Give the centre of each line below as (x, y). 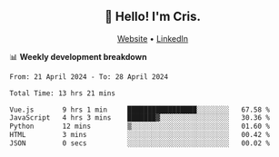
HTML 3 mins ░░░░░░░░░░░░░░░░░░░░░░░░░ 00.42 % (140, 135)
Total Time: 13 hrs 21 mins (63, 93)
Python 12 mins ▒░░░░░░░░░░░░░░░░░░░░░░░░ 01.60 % (140, 127)
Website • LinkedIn (153, 38)
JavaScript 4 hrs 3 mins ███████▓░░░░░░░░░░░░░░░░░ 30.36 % (140, 118)
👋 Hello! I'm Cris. (153, 17)
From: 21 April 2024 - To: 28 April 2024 (89, 77)
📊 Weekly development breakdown (78, 56)
